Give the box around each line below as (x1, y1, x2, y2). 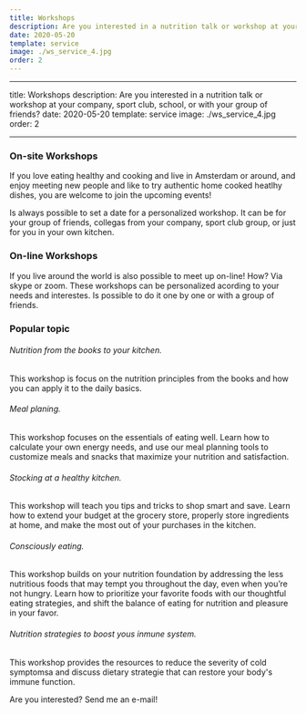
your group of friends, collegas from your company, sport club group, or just (9, 217, 296, 228)
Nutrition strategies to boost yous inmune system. (9, 628, 197, 639)
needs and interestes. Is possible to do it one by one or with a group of (9, 289, 275, 301)
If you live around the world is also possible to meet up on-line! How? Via (9, 270, 283, 281)
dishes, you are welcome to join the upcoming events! (9, 190, 212, 201)
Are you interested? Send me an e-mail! (9, 694, 158, 705)
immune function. (9, 676, 76, 687)
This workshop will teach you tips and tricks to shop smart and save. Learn (9, 501, 291, 512)
